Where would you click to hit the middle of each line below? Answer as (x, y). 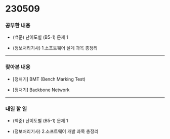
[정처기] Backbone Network (41, 90)
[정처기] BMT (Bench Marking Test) (49, 79)
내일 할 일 (16, 109)
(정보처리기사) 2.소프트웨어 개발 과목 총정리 (55, 131)
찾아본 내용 (18, 67)
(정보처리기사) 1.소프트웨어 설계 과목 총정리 (55, 48)
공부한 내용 (18, 26)
